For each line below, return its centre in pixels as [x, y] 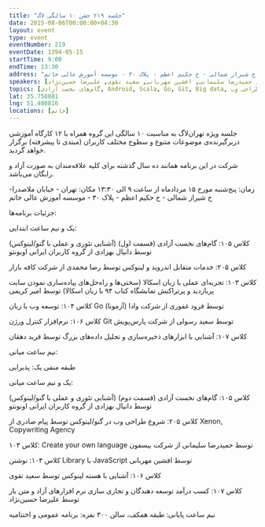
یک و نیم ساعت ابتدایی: [43, 228]
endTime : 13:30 [34, 67]
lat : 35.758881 [34, 96]
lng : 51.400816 [34, 103]
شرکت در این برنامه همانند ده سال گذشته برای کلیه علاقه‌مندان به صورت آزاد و [123, 165]
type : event [28, 37]
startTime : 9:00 [35, 60]
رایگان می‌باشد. [31, 174]
